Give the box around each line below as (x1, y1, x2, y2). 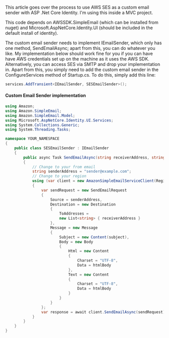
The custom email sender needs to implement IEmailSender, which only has (5, 40, 162, 46)
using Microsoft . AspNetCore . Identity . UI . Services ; (5, 118, 114, 123)
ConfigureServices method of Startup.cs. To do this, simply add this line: (5, 72, 156, 78)
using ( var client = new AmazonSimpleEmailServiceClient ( (32, 178, 156, 183)
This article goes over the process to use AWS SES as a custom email (5, 5, 149, 10)
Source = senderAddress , (50, 197, 102, 202)
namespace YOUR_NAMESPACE (5, 136, 59, 142)
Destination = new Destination (50, 201, 116, 207)
